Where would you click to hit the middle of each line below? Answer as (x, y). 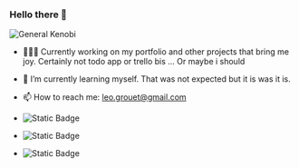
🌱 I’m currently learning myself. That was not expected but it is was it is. (157, 79)
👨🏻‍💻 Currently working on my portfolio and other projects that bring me (156, 52)
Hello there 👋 (39, 15)
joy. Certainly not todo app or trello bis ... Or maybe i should (134, 62)
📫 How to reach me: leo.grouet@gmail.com (105, 97)
